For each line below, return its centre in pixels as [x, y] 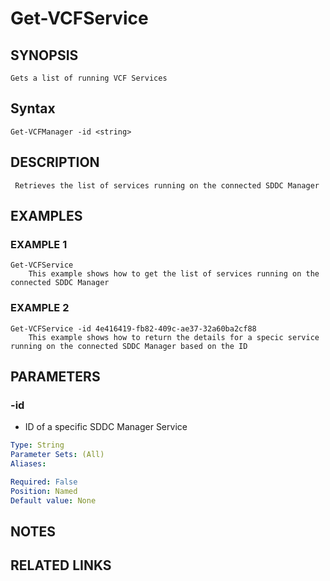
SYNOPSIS [44, 55]
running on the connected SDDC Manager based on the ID [129, 346]
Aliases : [28, 464]
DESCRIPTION [55, 162]
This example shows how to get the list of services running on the [174, 274]
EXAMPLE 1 [39, 244]
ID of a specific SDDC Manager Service [106, 427]
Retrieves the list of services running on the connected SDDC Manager [167, 185]
